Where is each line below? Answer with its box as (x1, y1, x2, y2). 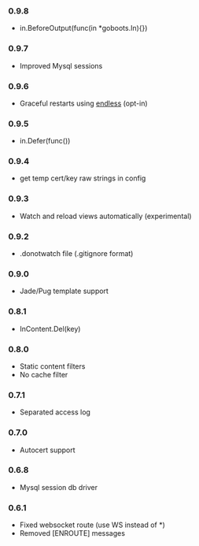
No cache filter (19, 370, 68, 379)
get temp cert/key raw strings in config (19, 173, 146, 183)
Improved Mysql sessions (19, 61, 103, 70)
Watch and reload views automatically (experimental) (19, 211, 192, 221)
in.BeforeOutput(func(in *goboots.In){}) (19, 24, 148, 33)
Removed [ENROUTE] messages (19, 529, 126, 538)
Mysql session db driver (19, 482, 98, 492)
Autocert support (19, 445, 76, 455)
